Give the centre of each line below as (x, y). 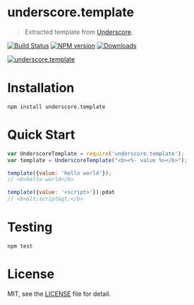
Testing (30, 228)
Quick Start (41, 135)
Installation (41, 88)
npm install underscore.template (56, 107)
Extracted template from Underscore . (79, 32)
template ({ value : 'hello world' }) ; (60, 173)
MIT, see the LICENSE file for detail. (59, 294)
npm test (20, 246)
